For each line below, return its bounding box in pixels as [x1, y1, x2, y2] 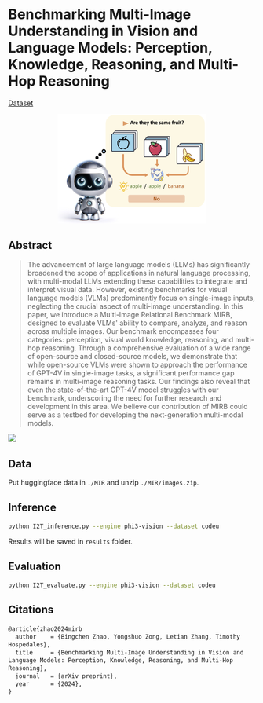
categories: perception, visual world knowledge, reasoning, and [27, 335, 234, 344]
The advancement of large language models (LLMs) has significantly [27, 259, 250, 269]
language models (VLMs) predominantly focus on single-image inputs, [27, 293, 255, 302]
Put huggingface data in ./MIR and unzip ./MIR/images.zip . [8, 478, 199, 488]
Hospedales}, [8, 640, 51, 649]
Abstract [8, 239, 53, 252]
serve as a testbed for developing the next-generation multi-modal [27, 410, 243, 419]
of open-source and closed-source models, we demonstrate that [27, 351, 238, 361]
